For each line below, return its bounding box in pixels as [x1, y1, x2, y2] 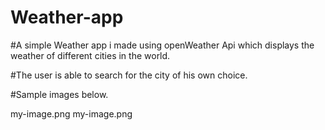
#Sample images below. [10, 88, 109, 100]
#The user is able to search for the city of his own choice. [10, 69, 248, 81]
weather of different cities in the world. [10, 49, 171, 61]
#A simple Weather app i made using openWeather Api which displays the [10, 39, 315, 51]
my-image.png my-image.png [10, 107, 133, 120]
